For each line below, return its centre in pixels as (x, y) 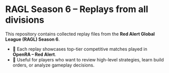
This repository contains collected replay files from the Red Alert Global (80, 34)
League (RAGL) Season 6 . (33, 39)
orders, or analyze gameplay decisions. (53, 65)
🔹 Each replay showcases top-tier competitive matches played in (80, 49)
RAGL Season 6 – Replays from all (77, 9)
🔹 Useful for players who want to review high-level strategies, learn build (88, 59)
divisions (25, 20)
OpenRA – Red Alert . (34, 54)
